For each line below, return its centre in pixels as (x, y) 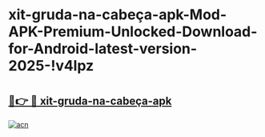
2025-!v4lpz (51, 66)
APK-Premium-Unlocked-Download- (133, 32)
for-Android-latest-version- (103, 49)
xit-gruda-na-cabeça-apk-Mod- (118, 15)
